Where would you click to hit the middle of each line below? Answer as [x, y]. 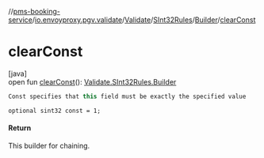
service [21, 20]
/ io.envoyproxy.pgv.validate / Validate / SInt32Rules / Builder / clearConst [144, 20]
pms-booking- [37, 11]
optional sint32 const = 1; [55, 111]
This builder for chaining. [49, 146]
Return [20, 128]
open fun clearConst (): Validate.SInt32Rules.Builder [92, 81]
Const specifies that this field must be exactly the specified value [127, 96]
